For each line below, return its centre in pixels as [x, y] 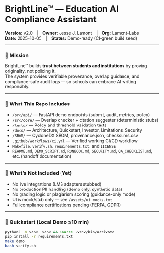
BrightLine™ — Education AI [62, 9]
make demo [15, 241]
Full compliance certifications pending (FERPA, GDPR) [66, 205]
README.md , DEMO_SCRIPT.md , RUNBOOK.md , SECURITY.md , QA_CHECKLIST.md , [82, 151]
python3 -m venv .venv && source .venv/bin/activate [60, 232]
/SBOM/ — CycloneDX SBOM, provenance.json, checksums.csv [75, 135]
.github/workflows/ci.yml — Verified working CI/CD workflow [75, 141]
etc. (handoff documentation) [42, 156]
